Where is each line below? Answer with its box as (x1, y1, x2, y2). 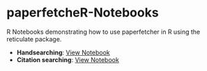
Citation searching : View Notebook (16, 55, 119, 63)
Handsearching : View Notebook (16, 48, 110, 57)
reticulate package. (6, 34, 62, 43)
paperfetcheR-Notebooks (6, 5, 159, 21)
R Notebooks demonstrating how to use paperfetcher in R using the (6, 28, 200, 36)
